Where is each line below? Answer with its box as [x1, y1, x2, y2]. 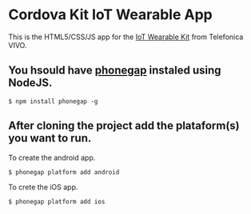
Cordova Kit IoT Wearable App [8, 6, 213, 24]
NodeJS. [8, 76, 53, 89]
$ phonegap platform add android [8, 168, 120, 176]
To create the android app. [8, 153, 96, 162]
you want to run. [8, 132, 92, 145]
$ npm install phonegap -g [8, 97, 98, 105]
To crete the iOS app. [8, 182, 78, 192]
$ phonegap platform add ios [8, 197, 106, 205]
